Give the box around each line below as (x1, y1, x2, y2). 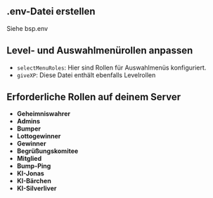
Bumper (16, 124, 41, 133)
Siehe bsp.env (6, 24, 49, 32)
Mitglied (16, 154, 42, 163)
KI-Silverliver (16, 184, 57, 192)
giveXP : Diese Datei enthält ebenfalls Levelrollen (16, 70, 156, 79)
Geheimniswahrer (16, 110, 71, 118)
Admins (16, 117, 40, 126)
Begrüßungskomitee (16, 147, 79, 155)
